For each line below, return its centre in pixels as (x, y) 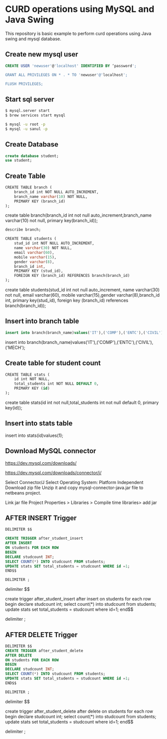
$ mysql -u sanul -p (27, 129)
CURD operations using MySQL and (80, 9)
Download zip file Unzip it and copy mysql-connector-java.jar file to (74, 488)
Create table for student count (53, 363)
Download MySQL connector (51, 451)
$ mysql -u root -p (25, 124)
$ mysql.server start (28, 111)
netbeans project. (23, 493)
